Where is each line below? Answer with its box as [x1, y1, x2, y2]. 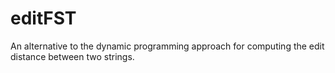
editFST [10, 7, 77, 30]
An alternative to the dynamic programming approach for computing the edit [10, 40, 325, 52]
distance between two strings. [10, 50, 135, 62]
